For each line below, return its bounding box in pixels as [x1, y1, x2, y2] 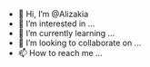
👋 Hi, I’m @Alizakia [17, 9, 89, 19]
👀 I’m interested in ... [17, 18, 95, 29]
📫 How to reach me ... [17, 48, 103, 58]
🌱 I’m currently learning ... [17, 28, 115, 38]
